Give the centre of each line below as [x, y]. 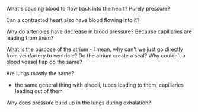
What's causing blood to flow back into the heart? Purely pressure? [88, 9]
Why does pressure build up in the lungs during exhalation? [79, 103]
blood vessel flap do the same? [44, 62]
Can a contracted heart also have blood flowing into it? [73, 20]
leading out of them [39, 91]
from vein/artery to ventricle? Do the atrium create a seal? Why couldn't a [96, 55]
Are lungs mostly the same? [40, 73]
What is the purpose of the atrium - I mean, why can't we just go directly [95, 49]
